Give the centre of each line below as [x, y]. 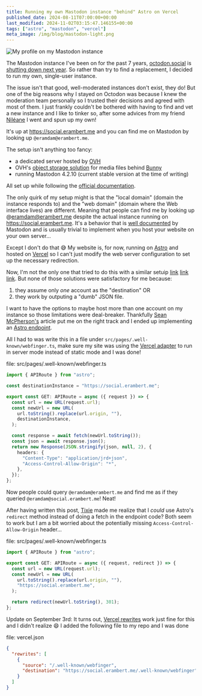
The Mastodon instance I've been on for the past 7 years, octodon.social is [99, 63]
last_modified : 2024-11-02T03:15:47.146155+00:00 [70, 23]
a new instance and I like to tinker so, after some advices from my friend [96, 113]
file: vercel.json [25, 637]
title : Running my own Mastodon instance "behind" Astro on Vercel [93, 12]
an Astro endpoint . [29, 328]
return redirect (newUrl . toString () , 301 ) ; [66, 602]
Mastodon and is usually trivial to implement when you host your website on [100, 229]
